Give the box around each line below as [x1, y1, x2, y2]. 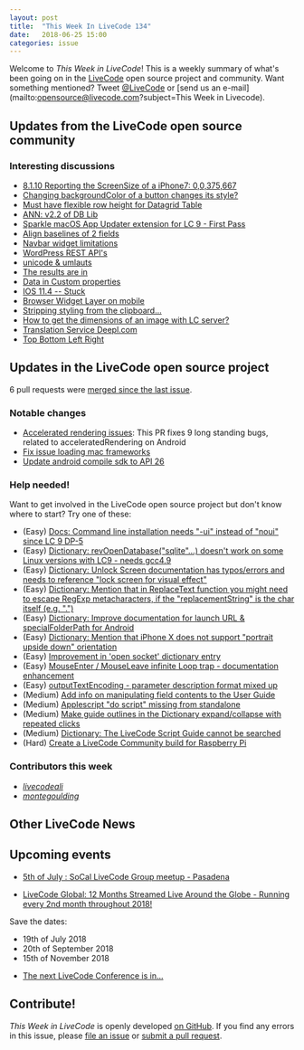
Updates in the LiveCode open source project [9, 360, 270, 375]
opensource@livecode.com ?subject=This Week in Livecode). [37, 92, 265, 103]
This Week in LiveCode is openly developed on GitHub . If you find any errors [9, 1020, 295, 1031]
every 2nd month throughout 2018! [22, 898, 153, 909]
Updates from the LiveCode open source [9, 118, 242, 134]
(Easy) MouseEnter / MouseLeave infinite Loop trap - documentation [22, 661, 279, 672]
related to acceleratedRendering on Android [22, 437, 187, 448]
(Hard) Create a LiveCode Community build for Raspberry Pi [22, 738, 247, 749]
